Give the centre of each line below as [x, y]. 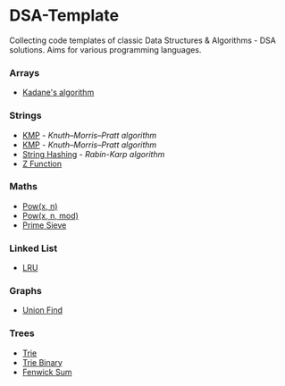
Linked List [34, 248]
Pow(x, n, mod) [50, 215]
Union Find [42, 310]
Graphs [25, 291]
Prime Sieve [44, 225]
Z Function [42, 164]
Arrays [25, 72]
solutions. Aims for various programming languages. [105, 49]
